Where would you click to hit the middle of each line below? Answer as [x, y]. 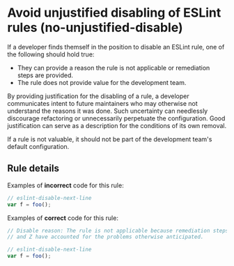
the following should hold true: [51, 54]
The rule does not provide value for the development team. [102, 82]
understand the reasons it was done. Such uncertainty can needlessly [108, 111]
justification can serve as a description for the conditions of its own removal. [117, 125]
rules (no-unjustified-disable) [95, 28]
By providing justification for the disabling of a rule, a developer [98, 96]
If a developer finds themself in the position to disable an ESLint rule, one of [116, 47]
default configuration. [38, 146]
